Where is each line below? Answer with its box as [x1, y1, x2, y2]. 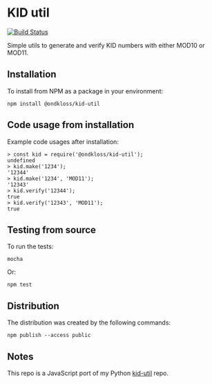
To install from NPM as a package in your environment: [7, 86, 164, 95]
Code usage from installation [7, 119, 135, 131]
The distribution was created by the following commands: [7, 318, 171, 327]
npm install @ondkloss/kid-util [7, 100, 100, 107]
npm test [7, 282, 32, 289]
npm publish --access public [7, 332, 91, 339]
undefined [7, 157, 36, 164]
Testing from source [7, 223, 97, 236]
